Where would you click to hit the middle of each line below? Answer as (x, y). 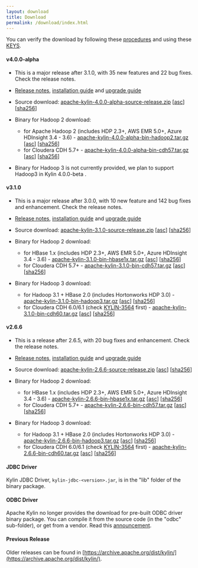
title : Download (26, 17)
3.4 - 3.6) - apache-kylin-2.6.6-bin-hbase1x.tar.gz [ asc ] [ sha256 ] (103, 399)
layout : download (27, 12)
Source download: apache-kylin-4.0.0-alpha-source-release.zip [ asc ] (100, 102)
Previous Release (28, 539)
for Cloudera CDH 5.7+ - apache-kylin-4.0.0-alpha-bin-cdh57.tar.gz (106, 150)
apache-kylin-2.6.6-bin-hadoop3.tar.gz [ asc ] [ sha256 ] (90, 440)
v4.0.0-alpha (23, 59)
